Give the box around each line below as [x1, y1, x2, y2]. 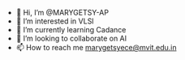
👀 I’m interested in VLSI [15, 16, 95, 26]
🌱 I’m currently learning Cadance [15, 25, 127, 34]
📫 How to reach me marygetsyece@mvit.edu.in [15, 43, 177, 52]
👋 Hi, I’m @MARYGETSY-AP [15, 8, 110, 17]
